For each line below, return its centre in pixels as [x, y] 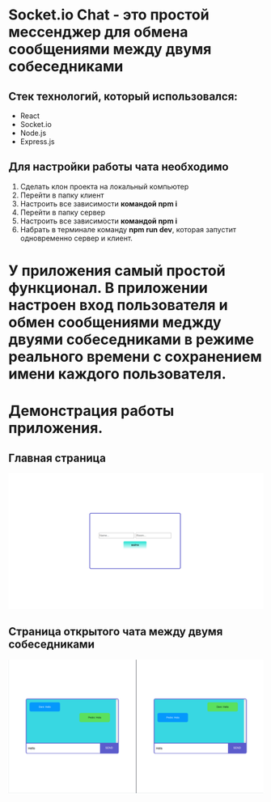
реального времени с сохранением [135, 357]
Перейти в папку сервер [63, 212]
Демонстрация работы [91, 411]
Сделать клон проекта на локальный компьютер [104, 186]
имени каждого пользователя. [117, 374]
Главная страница [57, 458]
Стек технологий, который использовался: [123, 96]
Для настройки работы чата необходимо [119, 167]
